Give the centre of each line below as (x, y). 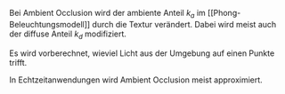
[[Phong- (224, 13)
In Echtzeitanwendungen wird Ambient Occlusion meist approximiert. (136, 80)
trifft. (18, 62)
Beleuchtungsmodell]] (50, 24)
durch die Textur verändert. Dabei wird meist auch (184, 24)
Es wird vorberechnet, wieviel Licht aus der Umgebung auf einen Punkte (142, 53)
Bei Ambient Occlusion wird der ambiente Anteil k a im (108, 14)
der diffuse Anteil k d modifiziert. (68, 35)
